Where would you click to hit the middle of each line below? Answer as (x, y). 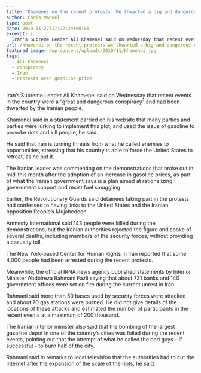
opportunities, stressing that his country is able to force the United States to (100, 151)
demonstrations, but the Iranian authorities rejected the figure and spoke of (99, 230)
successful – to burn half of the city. (51, 346)
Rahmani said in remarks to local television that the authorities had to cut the (100, 357)
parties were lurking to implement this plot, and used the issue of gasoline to (100, 126)
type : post (20, 23)
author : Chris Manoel (33, 17)
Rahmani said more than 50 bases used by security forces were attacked (96, 296)
